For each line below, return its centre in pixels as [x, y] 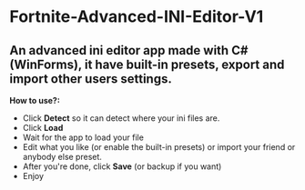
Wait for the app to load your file [83, 137]
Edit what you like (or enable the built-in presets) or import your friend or [159, 147]
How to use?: [35, 100]
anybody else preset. [62, 157]
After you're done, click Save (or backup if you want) [122, 166]
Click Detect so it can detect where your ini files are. [121, 118]
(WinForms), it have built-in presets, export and [147, 64]
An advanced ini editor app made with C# [129, 50]
